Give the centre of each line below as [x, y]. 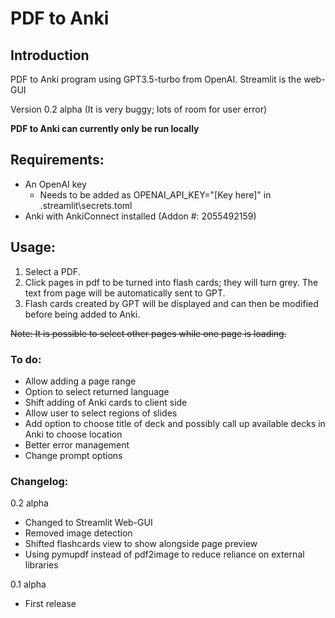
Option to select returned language [97, 391]
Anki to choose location [73, 434]
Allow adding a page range [80, 381]
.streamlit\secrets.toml [86, 205]
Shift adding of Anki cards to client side [106, 402]
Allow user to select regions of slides [101, 413]
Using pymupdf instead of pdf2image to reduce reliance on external [164, 554]
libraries [41, 565]
